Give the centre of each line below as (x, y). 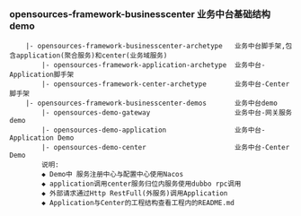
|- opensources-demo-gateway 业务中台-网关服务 (167, 113)
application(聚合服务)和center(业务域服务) (92, 56)
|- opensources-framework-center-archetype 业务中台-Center (166, 84)
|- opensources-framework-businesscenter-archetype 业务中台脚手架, (155, 47)
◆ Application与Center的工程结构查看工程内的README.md (138, 203)
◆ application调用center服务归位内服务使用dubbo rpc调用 (142, 184)
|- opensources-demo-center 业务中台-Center (166, 148)
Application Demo (42, 138)
